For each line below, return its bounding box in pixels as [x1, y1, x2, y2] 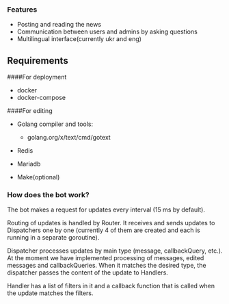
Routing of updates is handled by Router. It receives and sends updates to [7, 219, 215, 227]
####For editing [7, 107, 53, 115]
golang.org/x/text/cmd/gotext [27, 134, 111, 142]
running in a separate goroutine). [7, 233, 100, 242]
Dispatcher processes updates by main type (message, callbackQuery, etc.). [7, 246, 223, 255]
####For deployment [7, 73, 67, 81]
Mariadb [16, 160, 41, 168]
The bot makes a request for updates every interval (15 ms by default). [7, 205, 205, 214]
